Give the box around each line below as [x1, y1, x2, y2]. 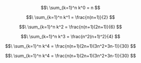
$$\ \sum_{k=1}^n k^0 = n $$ [40, 5, 100, 10]
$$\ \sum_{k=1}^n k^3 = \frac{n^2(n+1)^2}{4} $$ [20, 34, 120, 39]
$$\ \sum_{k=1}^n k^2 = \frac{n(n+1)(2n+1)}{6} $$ [18, 24, 122, 30]
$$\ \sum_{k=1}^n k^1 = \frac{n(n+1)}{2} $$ [25, 14, 115, 20]
